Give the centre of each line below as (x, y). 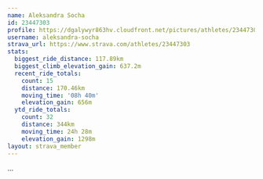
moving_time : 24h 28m (57, 131)
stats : (18, 52)
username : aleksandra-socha (53, 37)
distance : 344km (48, 124)
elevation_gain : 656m (57, 102)
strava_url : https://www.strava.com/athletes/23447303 (99, 45)
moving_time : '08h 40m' (60, 95)
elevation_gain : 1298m (58, 139)
